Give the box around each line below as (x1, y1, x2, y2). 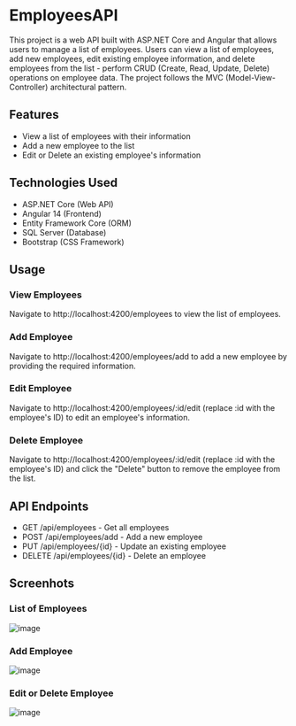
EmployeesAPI (9, 5, 118, 26)
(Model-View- (224, 72, 277, 82)
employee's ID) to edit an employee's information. (9, 412, 191, 422)
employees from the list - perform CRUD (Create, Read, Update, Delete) (9, 63, 270, 73)
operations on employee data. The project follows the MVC (9, 72, 224, 82)
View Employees (9, 289, 82, 301)
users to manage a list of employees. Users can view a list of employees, (9, 43, 275, 54)
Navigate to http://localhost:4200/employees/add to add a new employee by (9, 351, 287, 361)
